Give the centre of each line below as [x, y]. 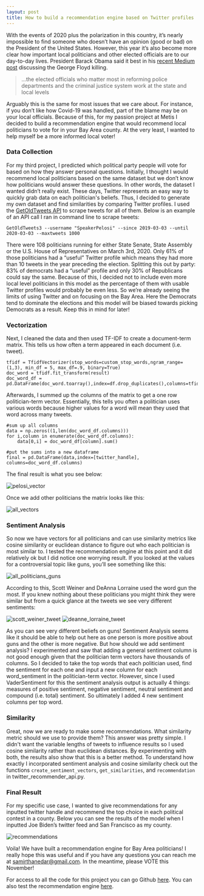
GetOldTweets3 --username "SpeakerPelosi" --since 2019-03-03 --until [97, 228]
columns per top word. [35, 702]
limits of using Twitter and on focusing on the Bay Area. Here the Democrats [101, 296]
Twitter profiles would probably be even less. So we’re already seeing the [98, 290]
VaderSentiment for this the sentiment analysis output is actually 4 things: [98, 683]
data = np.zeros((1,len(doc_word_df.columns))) [68, 431]
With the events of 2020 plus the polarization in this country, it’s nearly [95, 35]
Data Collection [29, 152]
